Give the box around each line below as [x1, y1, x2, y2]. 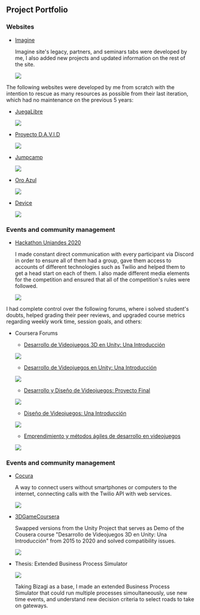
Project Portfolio [6, 5, 69, 15]
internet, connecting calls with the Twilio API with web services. [14, 490, 172, 498]
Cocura [14, 472, 33, 480]
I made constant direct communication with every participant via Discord [14, 250, 194, 257]
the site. [14, 60, 35, 68]
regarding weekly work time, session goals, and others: [6, 317, 142, 325]
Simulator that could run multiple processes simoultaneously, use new [14, 589, 187, 596]
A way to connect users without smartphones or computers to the [14, 484, 177, 491]
